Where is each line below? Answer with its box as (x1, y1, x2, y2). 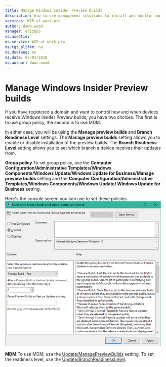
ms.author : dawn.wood (5, 60, 50, 65)
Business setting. (5, 186, 41, 192)
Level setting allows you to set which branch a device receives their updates (5, 145, 161, 151)
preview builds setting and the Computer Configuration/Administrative (5, 176, 153, 182)
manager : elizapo (5, 29, 41, 34)
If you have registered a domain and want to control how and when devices (5, 109, 159, 115)
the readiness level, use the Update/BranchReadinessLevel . (5, 356, 126, 362)
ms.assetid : (5, 34, 30, 39)
